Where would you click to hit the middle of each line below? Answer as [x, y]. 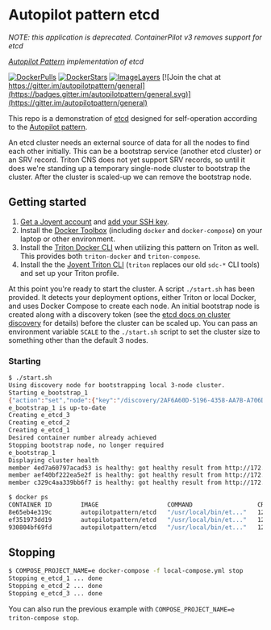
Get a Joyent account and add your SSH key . [94, 221]
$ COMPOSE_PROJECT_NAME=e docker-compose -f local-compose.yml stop [126, 571]
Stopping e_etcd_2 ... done [56, 586]
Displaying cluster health [54, 460]
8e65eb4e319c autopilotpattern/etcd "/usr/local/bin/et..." [128, 512]
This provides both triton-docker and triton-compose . [110, 256]
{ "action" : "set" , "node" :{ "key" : [63, 400]
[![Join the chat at [192, 77]
